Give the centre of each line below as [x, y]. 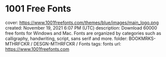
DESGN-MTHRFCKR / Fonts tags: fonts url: [77, 43]
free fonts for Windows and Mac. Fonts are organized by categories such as [83, 33]
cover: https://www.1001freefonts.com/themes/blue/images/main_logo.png [82, 22]
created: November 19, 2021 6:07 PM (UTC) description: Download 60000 [81, 27]
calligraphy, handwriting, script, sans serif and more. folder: [67, 38]
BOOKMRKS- [142, 38]
